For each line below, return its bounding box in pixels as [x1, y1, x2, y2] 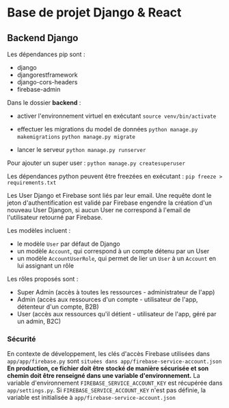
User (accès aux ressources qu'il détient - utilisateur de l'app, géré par [16, 310, 217, 318]
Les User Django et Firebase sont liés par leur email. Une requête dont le [7, 192, 212, 199]
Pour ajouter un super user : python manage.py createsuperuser [7, 159, 186, 167]
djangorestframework [16, 71, 78, 79]
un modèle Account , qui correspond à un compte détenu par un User [16, 247, 210, 255]
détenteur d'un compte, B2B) [16, 303, 99, 311]
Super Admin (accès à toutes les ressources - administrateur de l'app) [16, 288, 215, 296]
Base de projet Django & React [7, 5, 182, 21]
